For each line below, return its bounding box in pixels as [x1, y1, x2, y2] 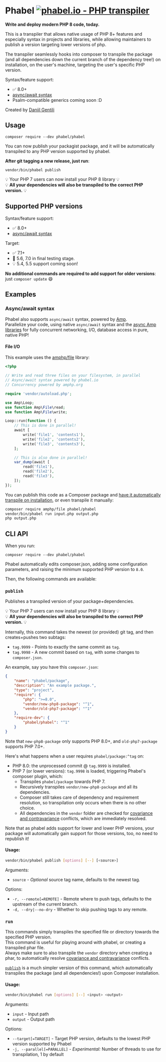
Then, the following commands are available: [5, 576, 97, 582]
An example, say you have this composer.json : [5, 664, 99, 670]
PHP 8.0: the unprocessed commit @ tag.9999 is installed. [12, 763, 131, 769]
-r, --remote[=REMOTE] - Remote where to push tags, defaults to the [12, 896, 152, 902]
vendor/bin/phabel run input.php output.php [5, 511, 99, 516]
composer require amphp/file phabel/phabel [5, 506, 97, 511]
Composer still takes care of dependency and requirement [19, 794, 139, 800]
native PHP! [5, 332, 29, 338]
